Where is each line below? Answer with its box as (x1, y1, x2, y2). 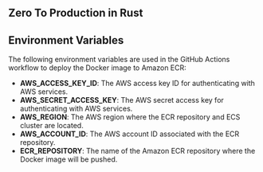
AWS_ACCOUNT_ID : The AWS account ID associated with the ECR (19, 129, 240, 139)
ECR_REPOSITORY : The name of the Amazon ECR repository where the (19, 147, 256, 156)
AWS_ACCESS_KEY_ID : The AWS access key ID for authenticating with (19, 79, 255, 88)
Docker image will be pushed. (19, 154, 118, 164)
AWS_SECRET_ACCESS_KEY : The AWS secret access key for (19, 96, 225, 105)
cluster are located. (19, 121, 84, 131)
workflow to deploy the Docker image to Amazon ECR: (8, 63, 187, 72)
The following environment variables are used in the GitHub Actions (8, 55, 230, 64)
